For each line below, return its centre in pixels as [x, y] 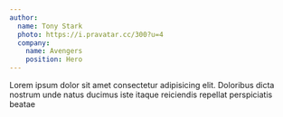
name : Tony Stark [50, 26]
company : [34, 43]
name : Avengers [54, 51]
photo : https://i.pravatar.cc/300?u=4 [91, 34]
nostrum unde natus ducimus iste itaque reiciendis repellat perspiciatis [141, 94]
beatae [23, 104]
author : [24, 18]
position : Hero [54, 59]
